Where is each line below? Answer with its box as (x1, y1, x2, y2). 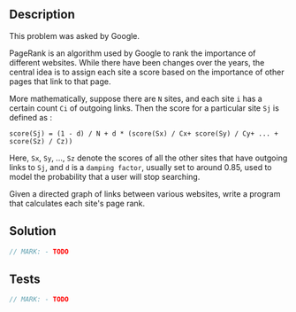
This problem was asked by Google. (9, 30, 140, 41)
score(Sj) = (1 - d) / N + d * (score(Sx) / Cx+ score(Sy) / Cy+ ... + (9, 129, 278, 138)
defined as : (9, 112, 53, 122)
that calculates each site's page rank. (9, 198, 146, 208)
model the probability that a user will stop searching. (9, 171, 201, 182)
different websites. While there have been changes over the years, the (9, 57, 265, 67)
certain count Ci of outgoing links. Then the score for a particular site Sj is (9, 102, 280, 113)
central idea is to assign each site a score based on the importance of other (9, 66, 285, 77)
